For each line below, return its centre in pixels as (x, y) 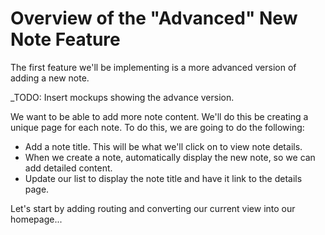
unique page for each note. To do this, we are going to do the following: (157, 127)
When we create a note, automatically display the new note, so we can (170, 157)
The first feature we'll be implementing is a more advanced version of (153, 67)
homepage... (36, 219)
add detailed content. (68, 168)
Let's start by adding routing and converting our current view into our (153, 208)
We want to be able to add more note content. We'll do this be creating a (159, 116)
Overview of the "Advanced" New (154, 18)
